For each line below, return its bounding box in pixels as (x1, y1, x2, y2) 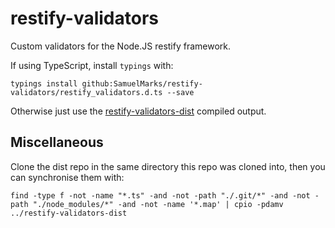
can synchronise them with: (10, 171, 125, 183)
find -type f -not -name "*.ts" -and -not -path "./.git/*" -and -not (10, 190, 311, 201)
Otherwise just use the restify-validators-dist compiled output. (10, 105, 267, 117)
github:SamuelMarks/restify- (81, 78, 203, 89)
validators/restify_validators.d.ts (10, 87, 163, 97)
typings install (10, 78, 78, 89)
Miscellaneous (10, 134, 104, 151)
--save (166, 87, 195, 97)
